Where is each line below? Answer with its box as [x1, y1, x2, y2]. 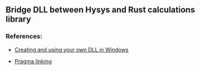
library [5, 14, 31, 25]
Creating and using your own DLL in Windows [14, 46, 129, 53]
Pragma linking [14, 57, 52, 65]
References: [5, 32, 43, 41]
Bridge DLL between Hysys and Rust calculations [5, 5, 195, 15]
